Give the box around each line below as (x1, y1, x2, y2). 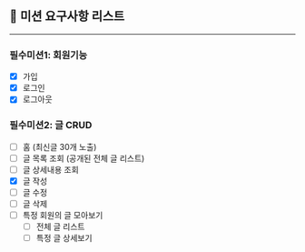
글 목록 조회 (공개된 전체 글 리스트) (22, 153, 145, 164)
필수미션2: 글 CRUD (9, 119, 93, 132)
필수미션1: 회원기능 (9, 48, 88, 61)
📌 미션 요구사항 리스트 (9, 8, 125, 25)
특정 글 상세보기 (35, 233, 93, 244)
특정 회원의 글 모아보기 (22, 209, 103, 220)
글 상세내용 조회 (22, 164, 79, 175)
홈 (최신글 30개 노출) (22, 141, 97, 152)
